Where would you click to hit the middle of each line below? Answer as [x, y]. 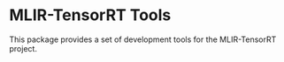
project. [23, 48]
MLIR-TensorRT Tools [90, 15]
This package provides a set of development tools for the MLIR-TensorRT [143, 39]
